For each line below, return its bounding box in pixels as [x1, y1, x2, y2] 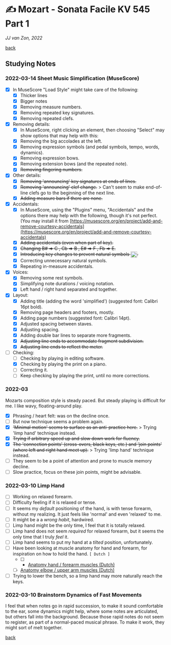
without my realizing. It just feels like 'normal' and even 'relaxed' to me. [12, 511, 162, 517]
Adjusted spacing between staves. [20, 320, 93, 327]
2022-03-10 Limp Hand [5, 482, 65, 489]
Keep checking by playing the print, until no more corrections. [20, 373, 150, 379]
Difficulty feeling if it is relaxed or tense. [12, 499, 97, 505]
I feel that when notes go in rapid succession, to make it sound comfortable [5, 603, 163, 609]
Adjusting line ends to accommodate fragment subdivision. [20, 338, 144, 344]
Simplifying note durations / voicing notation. [20, 281, 115, 287]
